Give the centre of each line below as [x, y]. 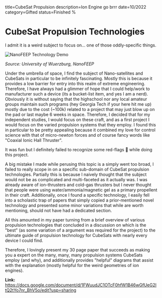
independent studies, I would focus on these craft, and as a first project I [77, 119]
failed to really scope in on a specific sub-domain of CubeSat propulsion [77, 169]
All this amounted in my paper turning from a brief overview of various [75, 220]
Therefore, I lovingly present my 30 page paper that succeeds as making [78, 250]
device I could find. [24, 240]
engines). [15, 270]
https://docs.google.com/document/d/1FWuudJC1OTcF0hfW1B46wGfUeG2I [81, 285]
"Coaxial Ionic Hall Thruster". [34, 140]
